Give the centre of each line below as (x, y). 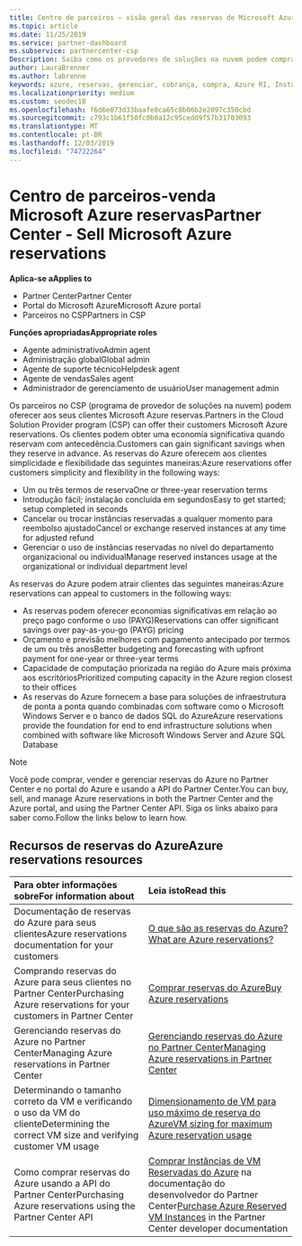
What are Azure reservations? (211, 939)
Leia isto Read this (187, 891)
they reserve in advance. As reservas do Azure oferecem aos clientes (138, 453)
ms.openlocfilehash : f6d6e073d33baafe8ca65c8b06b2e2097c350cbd (130, 110)
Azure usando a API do (62, 1184)
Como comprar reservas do (72, 1172)
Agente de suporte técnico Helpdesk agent (101, 369)
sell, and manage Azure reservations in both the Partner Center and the (142, 798)
